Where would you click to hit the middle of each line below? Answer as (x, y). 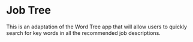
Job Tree (28, 10)
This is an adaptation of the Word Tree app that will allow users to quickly (97, 27)
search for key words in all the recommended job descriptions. (83, 33)
